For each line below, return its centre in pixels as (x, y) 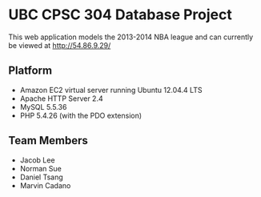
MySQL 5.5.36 (43, 107)
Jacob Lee (37, 160)
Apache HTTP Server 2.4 (61, 98)
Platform (30, 71)
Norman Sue (40, 168)
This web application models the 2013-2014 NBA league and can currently (131, 37)
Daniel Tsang (42, 177)
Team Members (48, 141)
